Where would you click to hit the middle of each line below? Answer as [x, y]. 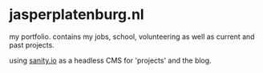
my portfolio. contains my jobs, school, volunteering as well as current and [132, 36]
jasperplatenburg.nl [77, 15]
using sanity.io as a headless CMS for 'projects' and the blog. [110, 60]
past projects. [32, 44]
